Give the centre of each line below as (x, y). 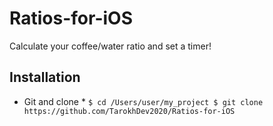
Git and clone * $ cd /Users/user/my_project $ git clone (143, 101)
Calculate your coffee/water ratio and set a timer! (110, 46)
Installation (45, 77)
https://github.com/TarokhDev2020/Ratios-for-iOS (129, 111)
